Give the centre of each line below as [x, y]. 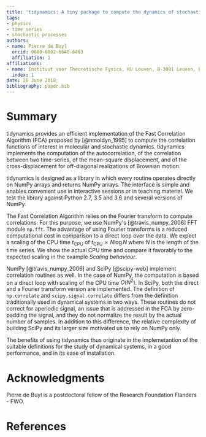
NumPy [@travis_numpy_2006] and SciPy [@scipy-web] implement [91, 268]
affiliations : [25, 63]
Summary [32, 117]
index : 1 [23, 75]
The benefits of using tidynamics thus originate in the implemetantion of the [102, 340]
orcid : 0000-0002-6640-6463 [48, 52]
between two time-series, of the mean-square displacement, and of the [97, 160]
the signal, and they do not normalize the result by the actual [105, 315]
